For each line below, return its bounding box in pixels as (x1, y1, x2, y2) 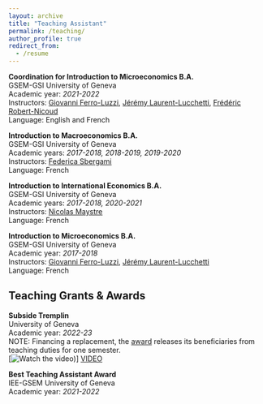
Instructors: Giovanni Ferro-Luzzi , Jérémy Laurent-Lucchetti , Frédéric (8, 98, 242, 107)
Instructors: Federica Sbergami (8, 157, 112, 166)
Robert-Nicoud (8, 106, 58, 116)
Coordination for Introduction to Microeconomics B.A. (8, 72, 195, 81)
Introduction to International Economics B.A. (8, 181, 162, 191)
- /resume (15, 49, 49, 58)
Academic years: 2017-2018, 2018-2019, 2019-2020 (8, 148, 182, 157)
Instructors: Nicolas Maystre (8, 207, 103, 216)
